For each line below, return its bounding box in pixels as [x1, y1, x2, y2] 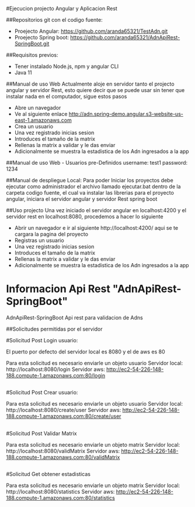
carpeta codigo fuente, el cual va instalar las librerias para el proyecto [6, 189, 174, 196]
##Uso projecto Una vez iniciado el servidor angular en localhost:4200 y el [6, 207, 187, 213]
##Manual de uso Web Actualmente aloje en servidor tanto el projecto [6, 80, 175, 87]
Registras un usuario [14, 237, 64, 244]
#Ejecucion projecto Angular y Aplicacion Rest [6, 5, 118, 12]
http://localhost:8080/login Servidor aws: [6, 366, 105, 373]
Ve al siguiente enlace [14, 111, 68, 117]
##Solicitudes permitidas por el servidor [6, 325, 103, 332]
